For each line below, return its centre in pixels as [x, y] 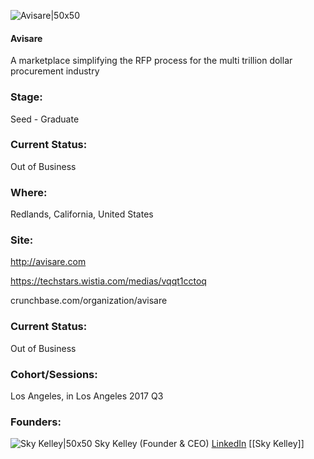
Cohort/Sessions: [54, 374]
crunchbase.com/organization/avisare [89, 301]
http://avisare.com [48, 262]
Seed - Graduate [45, 119]
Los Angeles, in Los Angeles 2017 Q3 [87, 396]
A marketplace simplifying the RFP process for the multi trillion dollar [151, 61]
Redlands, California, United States [82, 214]
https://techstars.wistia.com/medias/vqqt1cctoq [108, 281]
